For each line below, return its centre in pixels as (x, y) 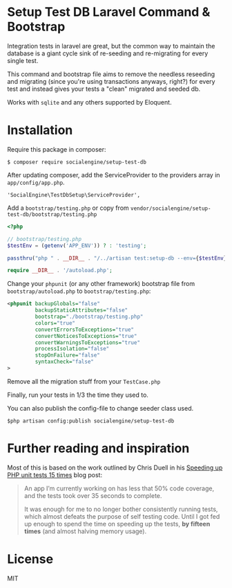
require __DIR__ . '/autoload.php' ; (60, 271)
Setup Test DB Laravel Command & (109, 12)
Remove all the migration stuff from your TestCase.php (84, 381)
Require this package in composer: (57, 149)
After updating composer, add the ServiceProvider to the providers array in (114, 175)
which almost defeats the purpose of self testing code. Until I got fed (122, 516)
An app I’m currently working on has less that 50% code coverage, (119, 488)
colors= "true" (55, 323)
